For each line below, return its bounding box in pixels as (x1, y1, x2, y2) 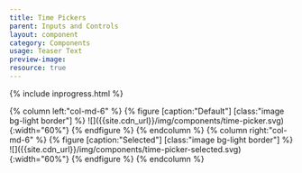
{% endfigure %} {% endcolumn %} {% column (70, 124, 248, 135)
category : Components (9, 38, 91, 48)
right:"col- (249, 124, 288, 135)
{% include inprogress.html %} (9, 87, 124, 99)
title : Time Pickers (9, 13, 87, 23)
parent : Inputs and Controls (9, 22, 119, 31)
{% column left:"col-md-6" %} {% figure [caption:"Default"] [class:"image (9, 105, 285, 116)
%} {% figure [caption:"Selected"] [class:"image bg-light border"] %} (35, 134, 294, 145)
